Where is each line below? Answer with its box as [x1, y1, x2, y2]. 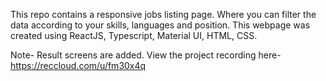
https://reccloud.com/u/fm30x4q [10, 60, 147, 71]
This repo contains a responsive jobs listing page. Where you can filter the [10, 9, 317, 20]
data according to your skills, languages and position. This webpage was [10, 19, 311, 31]
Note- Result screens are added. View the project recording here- [10, 49, 282, 61]
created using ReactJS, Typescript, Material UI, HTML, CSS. [10, 30, 258, 41]
